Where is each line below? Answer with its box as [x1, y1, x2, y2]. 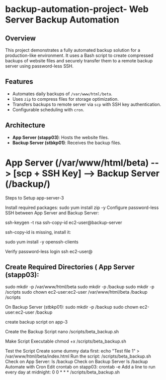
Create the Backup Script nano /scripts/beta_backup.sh [5, 329, 119, 335]
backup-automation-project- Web [5, 3, 149, 15]
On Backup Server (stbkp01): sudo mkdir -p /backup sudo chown [5, 304, 139, 310]
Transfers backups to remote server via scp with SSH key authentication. [12, 101, 162, 107]
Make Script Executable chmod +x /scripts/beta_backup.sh [5, 338, 127, 345]
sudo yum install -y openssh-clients [5, 238, 79, 245]
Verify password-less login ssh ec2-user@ [5, 248, 93, 254]
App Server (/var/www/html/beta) [5, 157, 149, 168]
